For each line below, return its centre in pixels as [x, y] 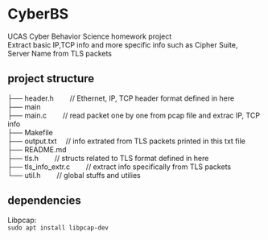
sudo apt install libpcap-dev [58, 228]
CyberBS [38, 14]
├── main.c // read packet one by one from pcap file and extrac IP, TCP [134, 115]
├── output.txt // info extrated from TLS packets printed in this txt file [127, 141]
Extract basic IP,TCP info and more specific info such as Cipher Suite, [123, 44]
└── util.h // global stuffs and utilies [74, 175]
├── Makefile [30, 132]
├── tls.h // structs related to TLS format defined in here [108, 158]
